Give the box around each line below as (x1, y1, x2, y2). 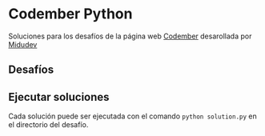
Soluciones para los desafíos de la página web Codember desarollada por (8, 31, 252, 41)
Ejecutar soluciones (8, 90, 110, 104)
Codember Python (8, 5, 133, 23)
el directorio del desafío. (8, 120, 89, 130)
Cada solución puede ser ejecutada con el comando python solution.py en (8, 111, 258, 121)
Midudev (8, 39, 38, 49)
